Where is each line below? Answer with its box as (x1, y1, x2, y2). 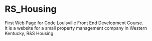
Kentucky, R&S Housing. (5, 30, 55, 36)
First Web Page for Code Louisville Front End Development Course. (5, 20, 143, 26)
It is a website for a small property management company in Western (5, 25, 147, 31)
